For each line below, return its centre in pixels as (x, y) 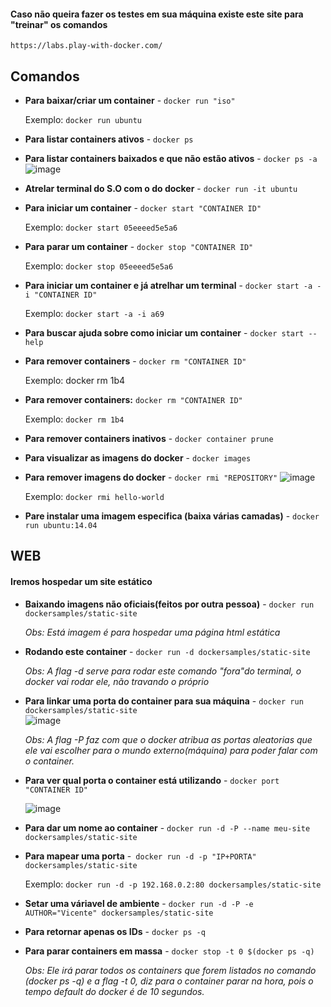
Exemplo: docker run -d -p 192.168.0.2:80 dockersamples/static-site (173, 884)
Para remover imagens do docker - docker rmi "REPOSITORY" (151, 477)
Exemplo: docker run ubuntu (83, 120)
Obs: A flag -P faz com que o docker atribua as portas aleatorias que (168, 739)
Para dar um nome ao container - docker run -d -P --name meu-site (167, 827)
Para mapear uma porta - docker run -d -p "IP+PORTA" (140, 856)
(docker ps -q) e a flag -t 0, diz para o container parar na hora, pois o (169, 981)
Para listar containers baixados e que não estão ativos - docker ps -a (171, 159)
